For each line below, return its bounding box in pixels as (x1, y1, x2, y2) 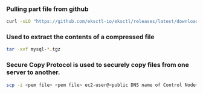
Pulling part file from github (6, 5, 89, 13)
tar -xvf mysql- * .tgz (6, 46, 61, 52)
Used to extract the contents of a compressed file (6, 33, 155, 41)
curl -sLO (6, 19, 31, 25)
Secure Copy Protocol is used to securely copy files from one (6, 61, 189, 69)
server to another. (6, 68, 60, 77)
